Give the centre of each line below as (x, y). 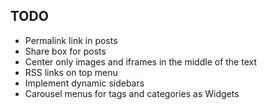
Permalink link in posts (71, 40)
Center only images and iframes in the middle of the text (140, 61)
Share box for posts (65, 51)
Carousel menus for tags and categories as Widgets (132, 93)
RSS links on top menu (71, 72)
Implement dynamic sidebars (84, 83)
